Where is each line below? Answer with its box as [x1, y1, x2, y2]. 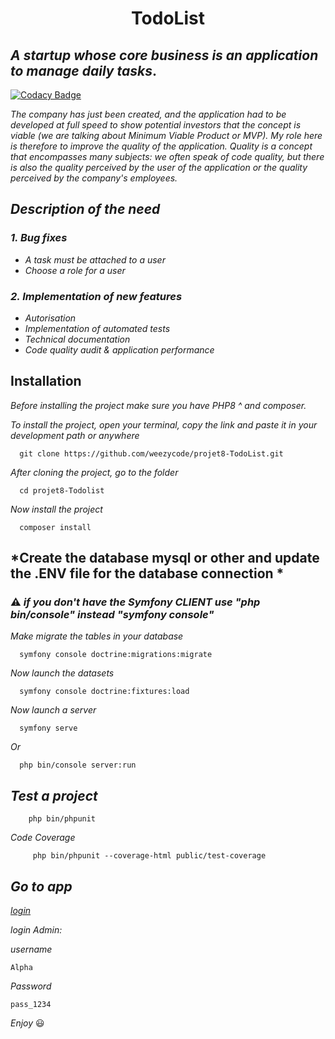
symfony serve [19, 723, 78, 734]
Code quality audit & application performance [24, 343, 215, 356]
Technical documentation [24, 333, 131, 345]
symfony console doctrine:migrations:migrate [19, 650, 213, 660]
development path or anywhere [10, 429, 140, 441]
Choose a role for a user [24, 264, 126, 276]
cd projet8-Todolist [19, 485, 105, 496]
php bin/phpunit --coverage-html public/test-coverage [32, 851, 267, 861]
